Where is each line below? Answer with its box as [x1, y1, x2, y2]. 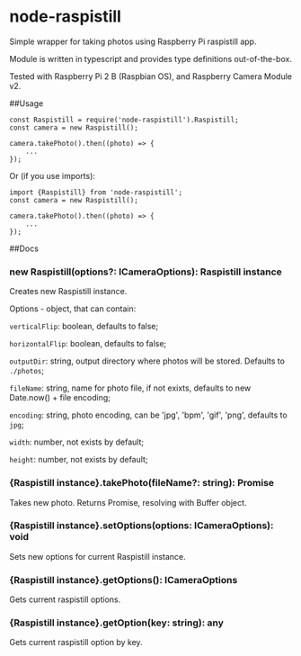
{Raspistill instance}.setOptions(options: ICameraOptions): [9, 519, 274, 532]
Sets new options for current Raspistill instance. [9, 551, 186, 562]
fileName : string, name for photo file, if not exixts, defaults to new [9, 382, 252, 393]
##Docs [9, 243, 39, 254]
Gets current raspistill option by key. [9, 637, 143, 648]
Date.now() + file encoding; [9, 392, 111, 403]
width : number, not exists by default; [9, 436, 145, 447]
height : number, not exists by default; [9, 454, 148, 465]
